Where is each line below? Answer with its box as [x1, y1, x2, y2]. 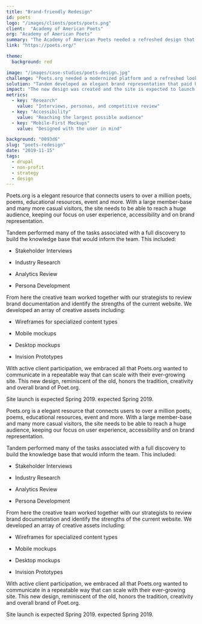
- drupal [11, 159, 34, 165]
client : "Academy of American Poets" [6, 25, 103, 32]
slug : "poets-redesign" [6, 142, 66, 148]
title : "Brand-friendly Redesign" [6, 8, 93, 15]
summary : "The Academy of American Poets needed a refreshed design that [6, 37, 195, 43]
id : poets [6, 14, 31, 20]
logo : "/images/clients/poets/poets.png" [6, 20, 112, 26]
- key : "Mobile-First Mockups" [11, 120, 90, 126]
